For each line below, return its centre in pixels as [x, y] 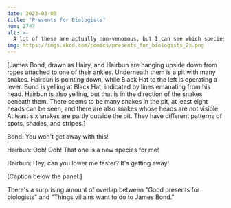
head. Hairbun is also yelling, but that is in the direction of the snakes [105, 94]
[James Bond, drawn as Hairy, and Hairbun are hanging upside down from [112, 65]
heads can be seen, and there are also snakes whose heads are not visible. [113, 108]
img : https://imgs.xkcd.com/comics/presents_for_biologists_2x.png [106, 45]
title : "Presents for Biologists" [57, 20]
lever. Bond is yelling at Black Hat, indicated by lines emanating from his [109, 87]
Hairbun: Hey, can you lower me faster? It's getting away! [88, 163]
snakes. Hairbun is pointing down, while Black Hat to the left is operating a [112, 79]
